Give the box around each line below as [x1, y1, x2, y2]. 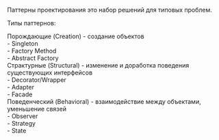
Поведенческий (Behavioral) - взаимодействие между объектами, [7, 98, 201, 105]
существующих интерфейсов [7, 68, 93, 76]
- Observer [7, 112, 38, 120]
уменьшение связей [7, 105, 67, 113]
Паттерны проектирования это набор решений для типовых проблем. [7, 6, 212, 14]
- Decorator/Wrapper [7, 76, 66, 84]
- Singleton [7, 40, 39, 47]
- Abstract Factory [7, 54, 60, 62]
